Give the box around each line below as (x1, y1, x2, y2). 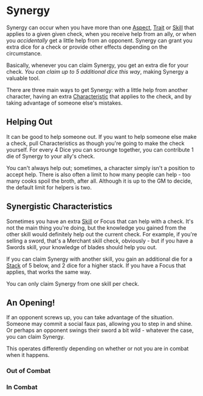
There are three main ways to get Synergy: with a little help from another (6, 86, 188, 93)
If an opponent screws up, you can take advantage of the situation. (6, 314, 174, 321)
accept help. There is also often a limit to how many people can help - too (6, 171, 191, 178)
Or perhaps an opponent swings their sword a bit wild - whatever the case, (6, 327, 194, 334)
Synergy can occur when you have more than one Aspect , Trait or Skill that (6, 24, 194, 31)
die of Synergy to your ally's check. (6, 152, 95, 160)
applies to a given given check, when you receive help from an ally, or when (6, 30, 196, 37)
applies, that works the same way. (6, 268, 92, 275)
